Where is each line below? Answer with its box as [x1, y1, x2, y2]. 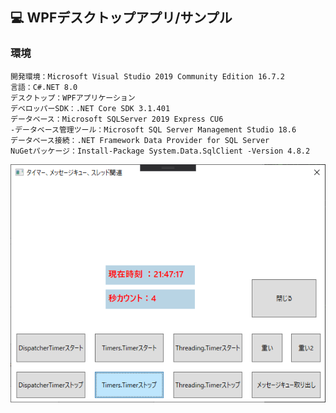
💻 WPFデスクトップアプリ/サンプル [10, 9, 233, 27]
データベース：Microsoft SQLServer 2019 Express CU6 [10, 114, 224, 124]
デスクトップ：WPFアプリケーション [10, 93, 136, 103]
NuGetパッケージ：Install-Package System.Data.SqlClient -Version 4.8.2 [10, 146, 311, 156]
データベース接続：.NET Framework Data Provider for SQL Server [10, 135, 270, 145]
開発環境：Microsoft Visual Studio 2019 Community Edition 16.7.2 [10, 71, 285, 82]
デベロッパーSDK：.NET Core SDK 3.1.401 [10, 103, 171, 113]
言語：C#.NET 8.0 [10, 82, 78, 92]
